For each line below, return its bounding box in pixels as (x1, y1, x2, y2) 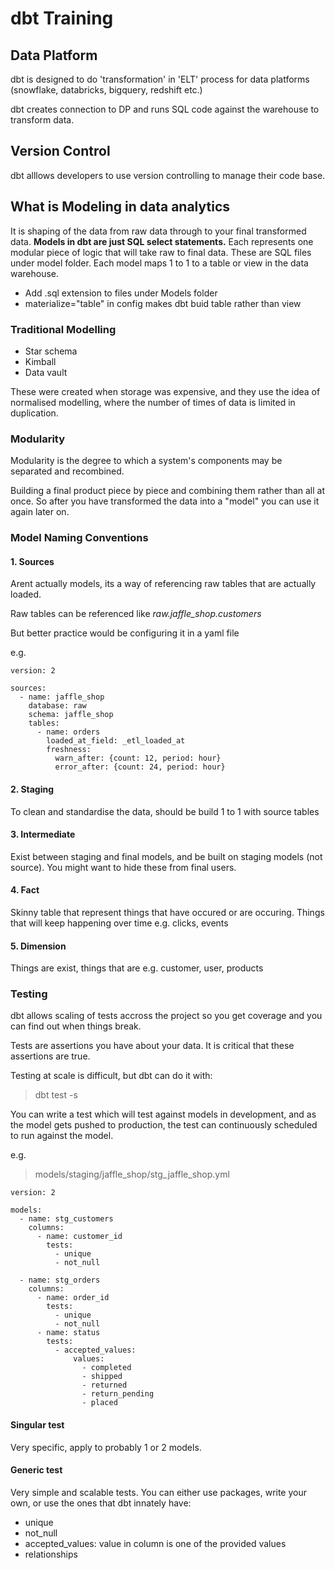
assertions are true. (10, 1050, 91, 1062)
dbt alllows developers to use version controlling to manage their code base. (10, 169, 326, 181)
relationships (24, 1548, 78, 1560)
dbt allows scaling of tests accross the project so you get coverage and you (10, 1010, 323, 1022)
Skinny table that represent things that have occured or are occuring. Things (10, 906, 325, 918)
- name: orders (36, 727, 101, 737)
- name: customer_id (36, 1232, 123, 1242)
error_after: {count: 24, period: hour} (54, 762, 226, 772)
